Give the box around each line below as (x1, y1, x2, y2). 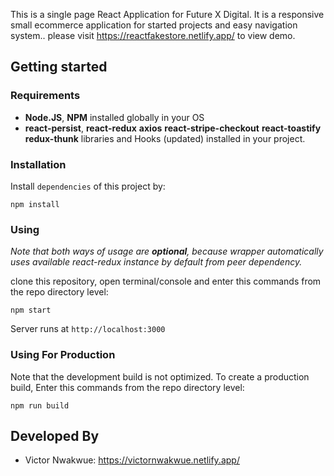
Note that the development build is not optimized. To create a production (10, 370, 310, 383)
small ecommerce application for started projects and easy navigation (10, 19, 298, 31)
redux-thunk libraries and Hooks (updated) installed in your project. (24, 132, 306, 144)
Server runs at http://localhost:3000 (10, 323, 166, 335)
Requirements (10, 89, 81, 103)
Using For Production (10, 348, 116, 362)
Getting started (10, 59, 108, 76)
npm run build (10, 400, 70, 411)
